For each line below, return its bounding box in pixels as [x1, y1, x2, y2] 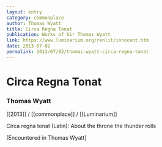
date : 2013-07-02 [6, 43, 51, 49]
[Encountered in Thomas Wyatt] [6, 134, 87, 142]
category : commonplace [6, 15, 64, 21]
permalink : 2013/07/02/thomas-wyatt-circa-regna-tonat [6, 49, 149, 55]
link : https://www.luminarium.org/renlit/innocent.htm [6, 37, 149, 43]
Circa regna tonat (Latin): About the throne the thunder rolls [6, 123, 156, 130]
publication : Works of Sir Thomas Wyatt [6, 32, 111, 38]
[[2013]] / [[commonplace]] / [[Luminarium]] [6, 110, 117, 118]
